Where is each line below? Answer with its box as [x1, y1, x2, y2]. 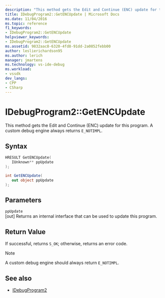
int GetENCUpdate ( [5, 173, 43, 178]
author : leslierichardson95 [5, 48, 63, 53]
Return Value [5, 228, 46, 236]
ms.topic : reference [5, 21, 48, 26]
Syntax [5, 142, 27, 150]
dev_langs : [5, 76, 27, 81]
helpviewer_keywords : [5, 35, 50, 40]
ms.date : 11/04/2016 [5, 16, 48, 21]
